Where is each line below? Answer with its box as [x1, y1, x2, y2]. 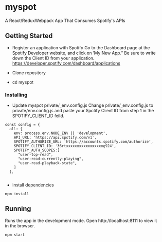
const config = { [5, 122, 40, 127]
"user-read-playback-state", [18, 161, 77, 166]
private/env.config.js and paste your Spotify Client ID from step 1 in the [12, 108, 154, 114]
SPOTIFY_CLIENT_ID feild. [12, 113, 65, 119]
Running [5, 204, 32, 213]
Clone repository [12, 70, 46, 76]
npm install [5, 192, 29, 197]
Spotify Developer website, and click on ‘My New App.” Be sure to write [12, 50, 156, 56]
